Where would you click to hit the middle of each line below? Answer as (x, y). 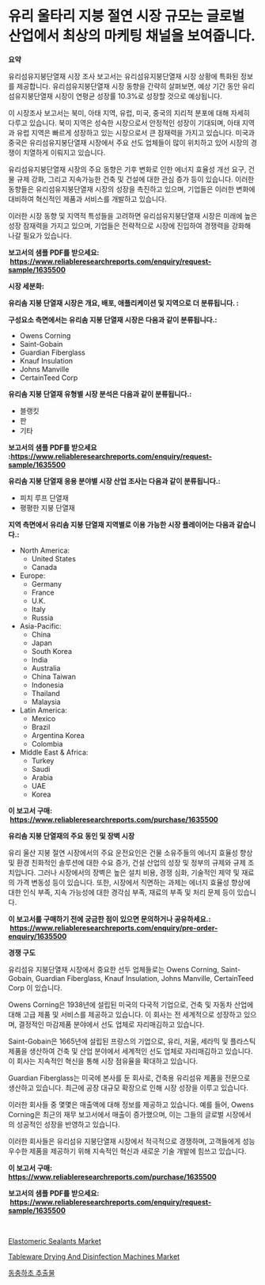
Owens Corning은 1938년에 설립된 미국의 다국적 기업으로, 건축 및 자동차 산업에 (131, 1004)
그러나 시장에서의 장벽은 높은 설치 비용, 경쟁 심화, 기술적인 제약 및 (138, 873)
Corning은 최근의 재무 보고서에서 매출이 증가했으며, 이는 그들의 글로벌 (116, 1114)
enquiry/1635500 (38, 936)
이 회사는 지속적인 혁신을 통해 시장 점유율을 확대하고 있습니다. (103, 1061)
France (43, 592)
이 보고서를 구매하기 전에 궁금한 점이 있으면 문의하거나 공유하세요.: (110, 918)
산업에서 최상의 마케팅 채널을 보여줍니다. (132, 36)
